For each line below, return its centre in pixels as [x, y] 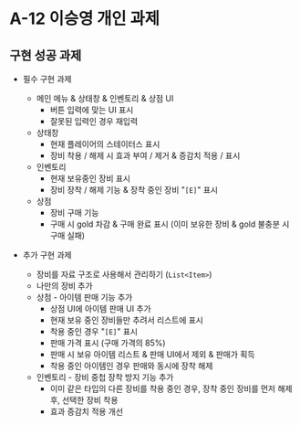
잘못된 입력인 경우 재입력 [94, 121]
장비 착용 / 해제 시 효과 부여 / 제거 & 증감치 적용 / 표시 [145, 155]
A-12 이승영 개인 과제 [84, 19]
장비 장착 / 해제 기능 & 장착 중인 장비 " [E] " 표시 [134, 190]
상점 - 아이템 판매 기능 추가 [84, 297]
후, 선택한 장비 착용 [84, 400]
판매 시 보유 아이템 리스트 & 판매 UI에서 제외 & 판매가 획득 [152, 354]
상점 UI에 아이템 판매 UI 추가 [101, 308]
